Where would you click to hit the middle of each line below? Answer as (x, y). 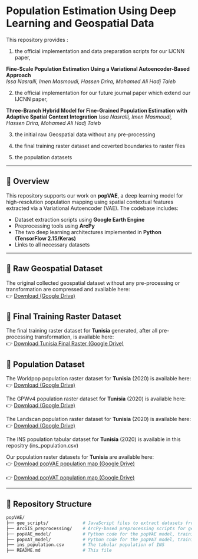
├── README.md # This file (59, 550)
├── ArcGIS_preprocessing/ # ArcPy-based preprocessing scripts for (96, 528)
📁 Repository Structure (49, 504)
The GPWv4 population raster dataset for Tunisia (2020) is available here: (96, 399)
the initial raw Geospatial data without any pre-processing (85, 134)
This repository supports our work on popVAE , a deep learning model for (95, 195)
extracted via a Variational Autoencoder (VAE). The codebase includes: (92, 208)
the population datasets (43, 157)
